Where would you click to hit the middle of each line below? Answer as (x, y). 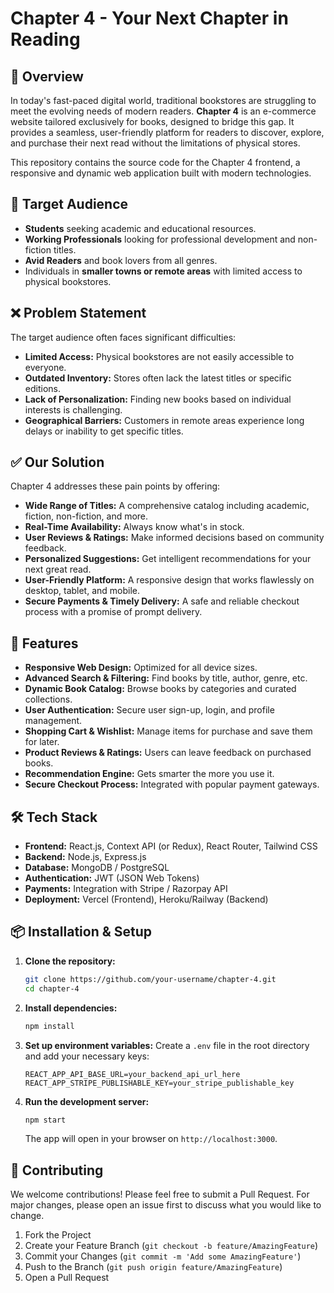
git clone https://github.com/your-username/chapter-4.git (150, 979)
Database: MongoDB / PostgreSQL (97, 868)
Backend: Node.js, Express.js (85, 857)
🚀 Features (44, 643)
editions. (42, 388)
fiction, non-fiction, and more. (86, 516)
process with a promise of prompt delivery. (113, 612)
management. (53, 721)
